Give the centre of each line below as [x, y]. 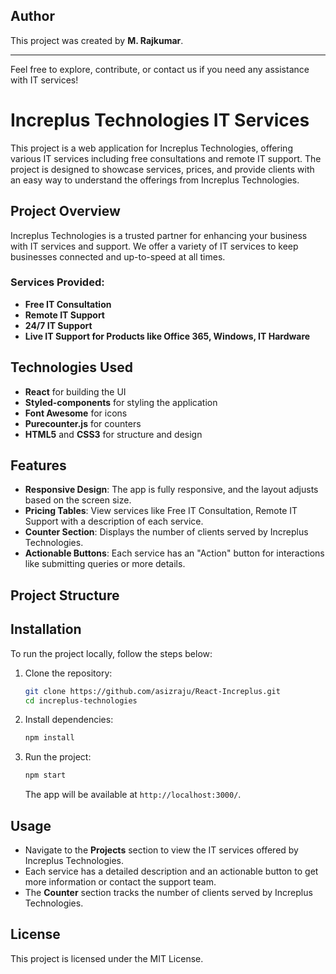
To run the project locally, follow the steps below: [111, 653]
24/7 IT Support [58, 325]
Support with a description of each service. [114, 521]
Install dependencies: [69, 720]
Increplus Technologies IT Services [160, 120]
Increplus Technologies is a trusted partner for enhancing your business [159, 235]
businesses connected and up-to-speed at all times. [118, 256]
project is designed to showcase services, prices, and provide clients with [162, 169]
